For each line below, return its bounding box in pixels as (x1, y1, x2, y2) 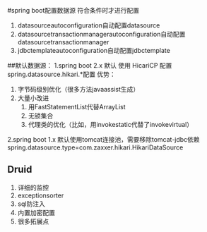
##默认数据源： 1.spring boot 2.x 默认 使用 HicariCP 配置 (7, 61, 172, 69)
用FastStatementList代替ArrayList (28, 103, 126, 111)
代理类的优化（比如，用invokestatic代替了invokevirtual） (28, 121, 194, 128)
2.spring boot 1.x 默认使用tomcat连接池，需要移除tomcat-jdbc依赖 (7, 135, 200, 143)
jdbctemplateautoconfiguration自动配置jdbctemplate (17, 47, 171, 54)
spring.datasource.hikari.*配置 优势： (7, 70, 116, 78)
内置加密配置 (17, 208, 55, 216)
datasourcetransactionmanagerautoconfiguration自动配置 (17, 30, 186, 38)
